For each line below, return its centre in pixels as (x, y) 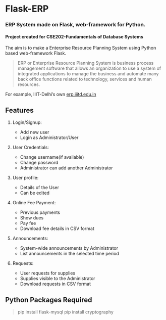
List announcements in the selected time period (70, 254)
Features (19, 110)
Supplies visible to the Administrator (58, 279)
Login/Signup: (27, 122)
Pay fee (28, 223)
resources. (29, 84)
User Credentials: (31, 148)
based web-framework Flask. (36, 53)
